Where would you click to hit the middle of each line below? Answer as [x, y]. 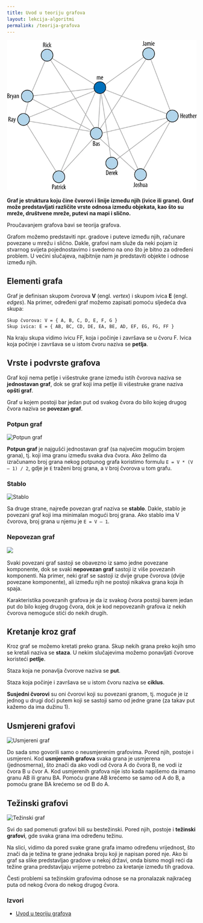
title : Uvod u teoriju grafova [46, 13]
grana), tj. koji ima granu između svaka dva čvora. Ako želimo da [87, 455]
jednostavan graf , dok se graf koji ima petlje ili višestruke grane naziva [95, 384]
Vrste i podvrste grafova [54, 363]
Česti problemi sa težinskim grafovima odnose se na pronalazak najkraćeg [99, 878]
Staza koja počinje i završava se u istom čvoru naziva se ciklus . [86, 682]
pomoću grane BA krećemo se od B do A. [58, 784]
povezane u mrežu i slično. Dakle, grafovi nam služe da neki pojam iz [92, 243]
